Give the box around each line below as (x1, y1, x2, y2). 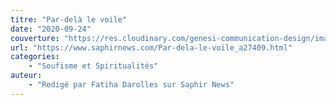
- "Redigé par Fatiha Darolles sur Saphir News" (28, 80, 235, 90)
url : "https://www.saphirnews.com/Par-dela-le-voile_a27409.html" (10, 42, 293, 53)
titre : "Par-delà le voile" (10, 14, 128, 25)
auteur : (10, 71, 43, 81)
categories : (10, 52, 60, 62)
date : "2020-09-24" (10, 24, 92, 34)
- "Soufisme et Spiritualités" (28, 61, 159, 71)
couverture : (10, 33, 60, 43)
